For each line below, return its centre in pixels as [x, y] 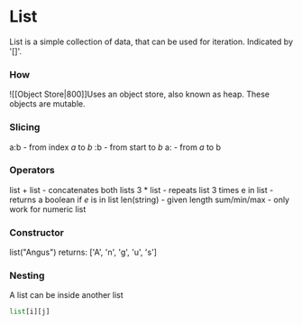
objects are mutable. [47, 104]
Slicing [25, 127]
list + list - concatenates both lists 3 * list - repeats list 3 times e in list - [142, 190]
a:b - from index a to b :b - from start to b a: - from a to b [115, 147]
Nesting [27, 275]
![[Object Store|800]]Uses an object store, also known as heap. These [140, 94]
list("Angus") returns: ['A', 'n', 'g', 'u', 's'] [83, 252]
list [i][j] [30, 312]
